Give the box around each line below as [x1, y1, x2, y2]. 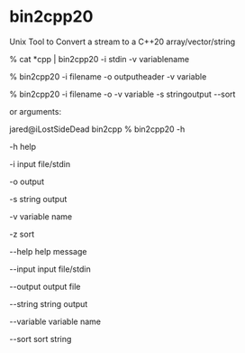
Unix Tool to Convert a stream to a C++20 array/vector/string [9, 36, 236, 47]
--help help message [9, 246, 87, 256]
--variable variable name [9, 316, 102, 327]
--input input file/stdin [9, 264, 92, 274]
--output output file [9, 281, 81, 292]
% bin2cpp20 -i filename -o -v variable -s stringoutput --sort [9, 88, 236, 99]
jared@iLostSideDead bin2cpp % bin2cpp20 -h [9, 124, 186, 135]
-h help [9, 141, 37, 152]
